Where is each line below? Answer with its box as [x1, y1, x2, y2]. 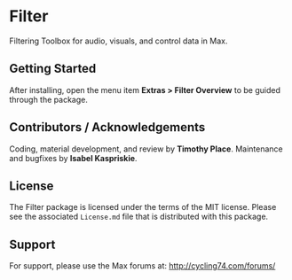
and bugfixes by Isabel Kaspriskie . [9, 152, 138, 163]
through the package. [9, 94, 89, 105]
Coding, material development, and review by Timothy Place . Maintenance [9, 144, 283, 154]
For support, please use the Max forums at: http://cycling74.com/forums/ [9, 261, 276, 271]
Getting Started [9, 61, 97, 76]
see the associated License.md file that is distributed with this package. [9, 211, 269, 222]
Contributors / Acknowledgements [9, 120, 206, 135]
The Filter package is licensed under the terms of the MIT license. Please [9, 202, 277, 213]
